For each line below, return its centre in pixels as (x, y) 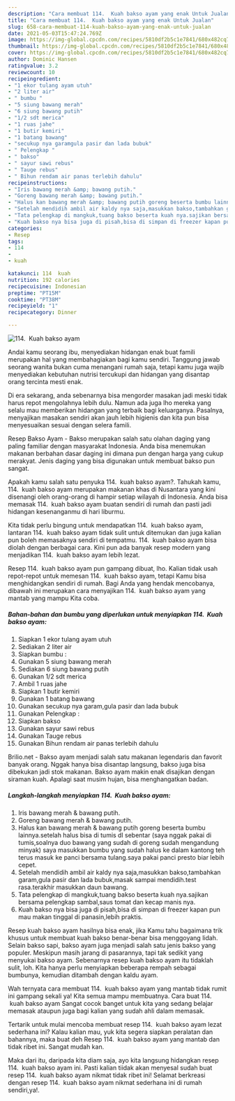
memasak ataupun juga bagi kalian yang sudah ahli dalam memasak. (106, 1011)
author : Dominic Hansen (43, 59)
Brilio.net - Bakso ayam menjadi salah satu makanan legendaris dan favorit (115, 757)
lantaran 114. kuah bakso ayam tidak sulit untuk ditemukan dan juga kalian (115, 533)
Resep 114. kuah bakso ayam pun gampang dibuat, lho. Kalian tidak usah (113, 568)
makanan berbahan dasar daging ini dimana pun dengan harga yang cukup (116, 453)
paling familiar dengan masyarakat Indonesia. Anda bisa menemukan (107, 446)
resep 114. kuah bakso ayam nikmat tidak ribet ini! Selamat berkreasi (107, 1075)
